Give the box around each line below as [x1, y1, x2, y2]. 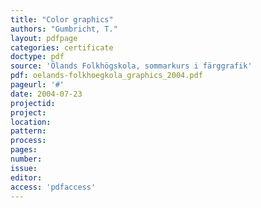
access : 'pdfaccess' [10, 182, 97, 192]
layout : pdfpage [10, 33, 78, 43]
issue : [10, 163, 38, 173]
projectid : [10, 98, 56, 108]
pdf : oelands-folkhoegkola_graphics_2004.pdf [10, 71, 203, 81]
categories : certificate [10, 42, 114, 53]
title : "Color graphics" [10, 14, 114, 25]
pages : [10, 145, 38, 155]
